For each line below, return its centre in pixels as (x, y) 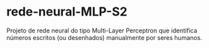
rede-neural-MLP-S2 (67, 12)
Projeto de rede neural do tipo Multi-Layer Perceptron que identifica (102, 30)
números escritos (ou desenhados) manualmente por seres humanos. (104, 37)
